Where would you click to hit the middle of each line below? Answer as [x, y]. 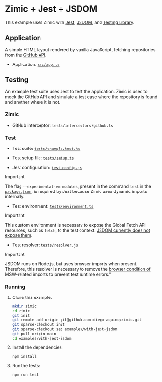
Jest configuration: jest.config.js [47, 168]
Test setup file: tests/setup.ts [43, 158]
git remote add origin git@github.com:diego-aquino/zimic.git [77, 320]
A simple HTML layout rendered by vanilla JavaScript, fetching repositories [80, 49]
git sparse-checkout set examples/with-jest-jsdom [65, 329]
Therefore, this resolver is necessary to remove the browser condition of [78, 269]
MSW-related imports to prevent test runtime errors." [58, 274]
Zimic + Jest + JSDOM [51, 9]
